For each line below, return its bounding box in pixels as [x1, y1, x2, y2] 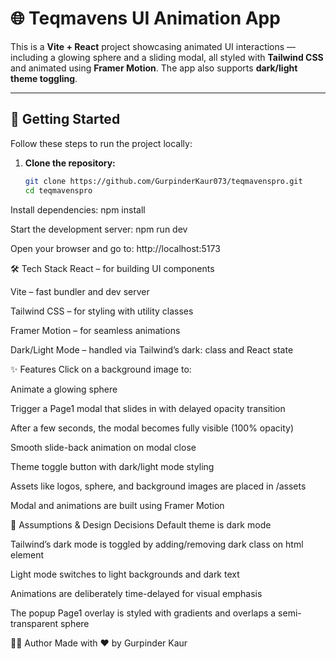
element [10, 548, 44, 561]
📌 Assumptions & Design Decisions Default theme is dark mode [10, 518, 272, 531]
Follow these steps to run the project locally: [10, 137, 193, 149]
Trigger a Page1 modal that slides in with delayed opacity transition [10, 402, 286, 414]
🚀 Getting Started [10, 111, 121, 128]
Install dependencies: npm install [10, 203, 146, 216]
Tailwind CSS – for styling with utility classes [10, 305, 194, 317]
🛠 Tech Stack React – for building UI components [10, 262, 215, 274]
